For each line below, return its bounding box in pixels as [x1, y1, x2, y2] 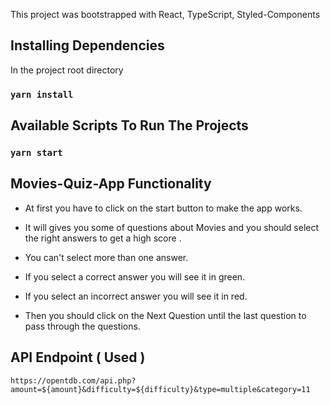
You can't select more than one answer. [24, 251, 189, 263]
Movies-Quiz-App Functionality [10, 175, 212, 193]
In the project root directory [10, 64, 124, 76]
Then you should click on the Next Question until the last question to [24, 309, 307, 321]
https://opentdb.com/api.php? [10, 375, 137, 386]
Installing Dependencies [10, 37, 165, 54]
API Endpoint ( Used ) [10, 349, 146, 366]
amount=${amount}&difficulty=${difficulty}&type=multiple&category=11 [10, 384, 311, 394]
